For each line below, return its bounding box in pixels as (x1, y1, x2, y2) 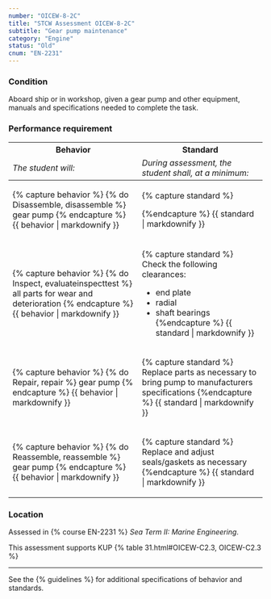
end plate (156, 287, 191, 298)
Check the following (141, 258, 218, 270)
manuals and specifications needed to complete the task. (8, 103, 199, 113)
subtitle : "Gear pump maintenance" (8, 27, 128, 35)
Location (8, 509, 44, 520)
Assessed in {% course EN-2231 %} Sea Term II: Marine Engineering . (8, 526, 240, 537)
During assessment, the (141, 157, 232, 168)
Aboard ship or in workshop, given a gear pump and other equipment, (8, 94, 240, 104)
